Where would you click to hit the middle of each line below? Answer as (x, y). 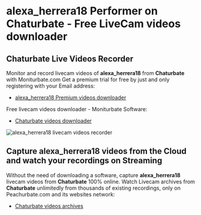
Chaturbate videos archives (49, 206)
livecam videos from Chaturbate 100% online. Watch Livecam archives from (100, 181)
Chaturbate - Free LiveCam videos (94, 24)
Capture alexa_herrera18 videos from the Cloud (97, 151)
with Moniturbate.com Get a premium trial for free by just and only (88, 80)
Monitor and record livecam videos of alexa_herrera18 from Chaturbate (95, 73)
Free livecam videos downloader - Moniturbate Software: (77, 109)
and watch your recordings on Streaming (84, 161)
